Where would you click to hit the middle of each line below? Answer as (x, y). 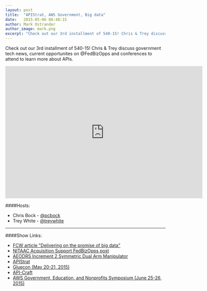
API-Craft (23, 272)
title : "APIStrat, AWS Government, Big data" (55, 15)
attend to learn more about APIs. (39, 59)
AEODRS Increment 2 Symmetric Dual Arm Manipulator (70, 256)
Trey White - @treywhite (38, 221)
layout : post (19, 10)
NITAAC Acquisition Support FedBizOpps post (61, 251)
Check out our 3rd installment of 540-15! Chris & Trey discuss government (83, 48)
